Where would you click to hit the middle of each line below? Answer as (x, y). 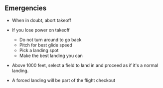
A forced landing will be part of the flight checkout (64, 80)
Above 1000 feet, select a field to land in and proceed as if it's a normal (85, 65)
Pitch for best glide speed (46, 45)
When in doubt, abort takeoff (42, 20)
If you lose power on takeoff (41, 30)
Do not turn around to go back (50, 39)
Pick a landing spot (39, 50)
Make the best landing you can (51, 55)
